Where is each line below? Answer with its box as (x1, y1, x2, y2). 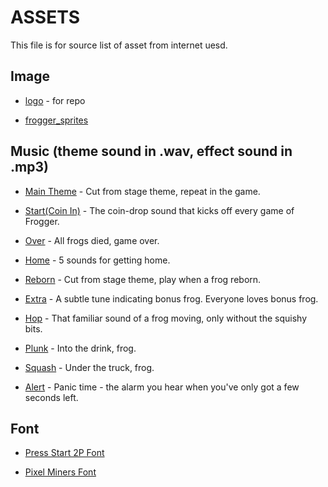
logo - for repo (24, 94, 86, 106)
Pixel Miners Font (24, 466, 97, 478)
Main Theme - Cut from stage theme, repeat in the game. (24, 185, 261, 197)
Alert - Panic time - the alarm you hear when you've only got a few (24, 381, 300, 393)
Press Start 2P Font (24, 447, 105, 459)
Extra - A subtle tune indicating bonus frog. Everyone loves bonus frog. (24, 292, 319, 305)
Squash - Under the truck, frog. (24, 361, 155, 373)
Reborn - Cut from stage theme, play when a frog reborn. (24, 273, 262, 285)
